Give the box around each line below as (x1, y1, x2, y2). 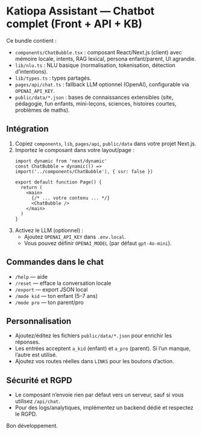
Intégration (6, 124, 49, 134)
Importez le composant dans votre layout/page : (14, 146, 134, 153)
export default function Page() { (14, 179, 102, 185)
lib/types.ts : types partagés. (14, 74, 92, 81)
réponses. (14, 338, 40, 346)
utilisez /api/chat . (14, 398, 60, 405)
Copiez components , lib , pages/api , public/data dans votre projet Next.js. (14, 140, 197, 147)
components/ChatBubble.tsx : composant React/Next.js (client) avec (14, 48, 182, 56)
